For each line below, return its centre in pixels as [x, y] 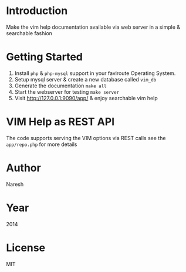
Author [23, 168]
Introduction [37, 11]
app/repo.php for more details [42, 144]
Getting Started [45, 57]
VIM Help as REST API [60, 122]
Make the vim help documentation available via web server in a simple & [93, 27]
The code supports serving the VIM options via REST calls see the [86, 138]
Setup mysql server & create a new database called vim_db [85, 79]
